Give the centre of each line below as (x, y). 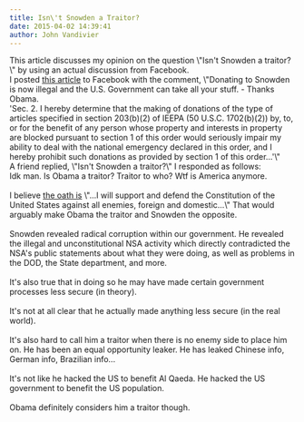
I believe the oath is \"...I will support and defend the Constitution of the (142, 195)
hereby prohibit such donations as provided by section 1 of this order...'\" (145, 157)
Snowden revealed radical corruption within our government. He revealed (147, 234)
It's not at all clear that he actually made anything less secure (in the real (145, 311)
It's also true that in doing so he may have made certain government (137, 282)
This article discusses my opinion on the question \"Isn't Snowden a (136, 61)
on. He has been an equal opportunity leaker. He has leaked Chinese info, (147, 349)
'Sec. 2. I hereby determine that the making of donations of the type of (142, 109)
